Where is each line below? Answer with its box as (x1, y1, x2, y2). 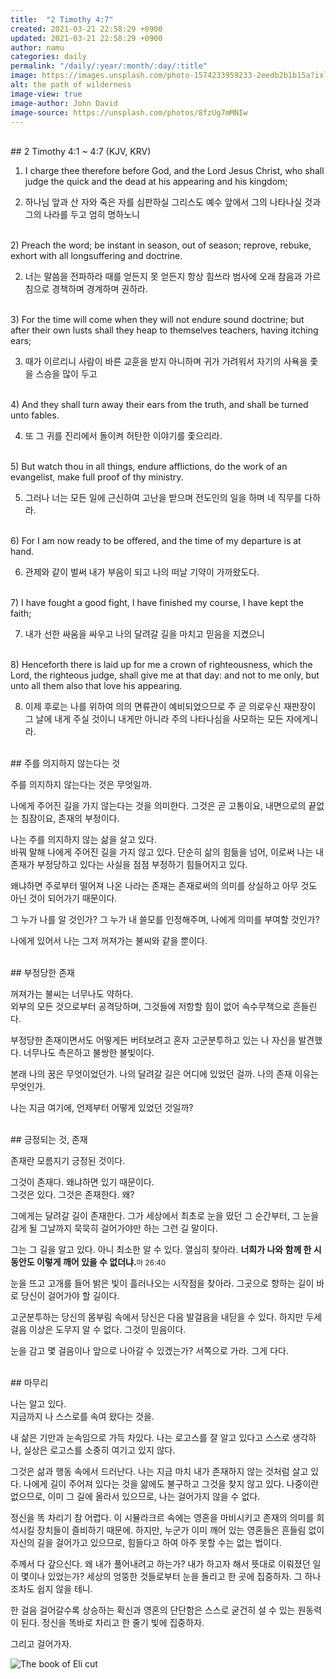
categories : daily (10, 52, 87, 62)
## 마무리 (10, 1377, 49, 1389)
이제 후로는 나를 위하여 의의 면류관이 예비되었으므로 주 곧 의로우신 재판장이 (24, 701, 317, 713)
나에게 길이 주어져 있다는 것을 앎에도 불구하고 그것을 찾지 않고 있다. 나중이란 (23, 1478, 320, 1490)
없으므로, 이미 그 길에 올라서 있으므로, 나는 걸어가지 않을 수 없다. (10, 1491, 261, 1503)
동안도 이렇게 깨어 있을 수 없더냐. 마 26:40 (10, 1256, 167, 1268)
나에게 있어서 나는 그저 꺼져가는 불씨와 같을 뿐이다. (10, 935, 208, 947)
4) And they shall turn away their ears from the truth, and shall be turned (10, 399, 309, 411)
